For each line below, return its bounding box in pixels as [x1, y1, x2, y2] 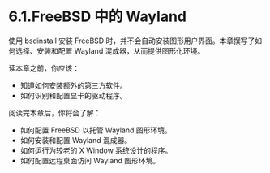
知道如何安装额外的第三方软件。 [19, 80, 127, 90]
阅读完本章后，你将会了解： [8, 107, 101, 118]
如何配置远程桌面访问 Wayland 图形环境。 [19, 155, 161, 165]
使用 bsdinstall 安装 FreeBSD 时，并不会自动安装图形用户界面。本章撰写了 [8, 36, 255, 45]
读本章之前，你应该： [8, 63, 79, 73]
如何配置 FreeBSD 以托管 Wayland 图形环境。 [19, 125, 172, 135]
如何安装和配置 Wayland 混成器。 [19, 135, 132, 145]
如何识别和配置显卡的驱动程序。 [19, 90, 127, 100]
